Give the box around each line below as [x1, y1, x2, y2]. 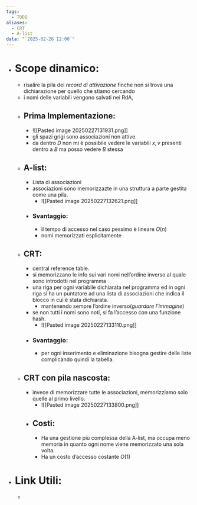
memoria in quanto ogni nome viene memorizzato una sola [41, 440, 184, 448]
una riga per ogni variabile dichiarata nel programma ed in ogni [32, 284, 186, 291]
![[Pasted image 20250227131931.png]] [32, 127, 128, 134]
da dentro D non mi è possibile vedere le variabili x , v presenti [32, 139, 182, 146]
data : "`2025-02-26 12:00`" [6, 36, 75, 42]
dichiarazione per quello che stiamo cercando [23, 87, 135, 95]
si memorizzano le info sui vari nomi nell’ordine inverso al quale [32, 271, 186, 278]
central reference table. [32, 265, 90, 272]
